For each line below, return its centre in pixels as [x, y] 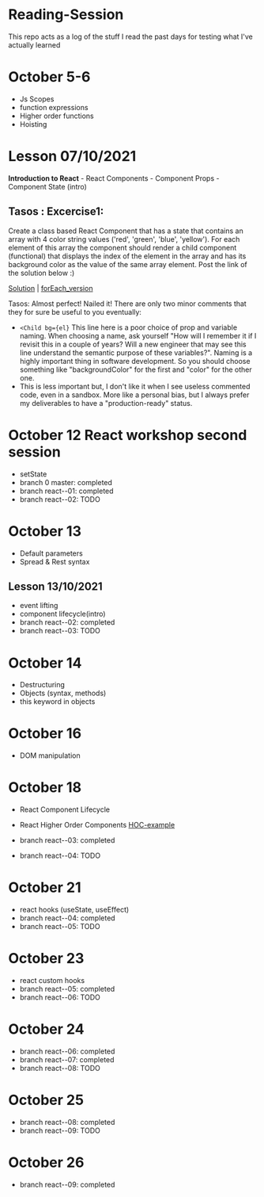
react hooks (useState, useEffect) [74, 910]
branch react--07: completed [67, 1059]
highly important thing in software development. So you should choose [135, 361]
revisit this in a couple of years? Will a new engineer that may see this [133, 344]
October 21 [45, 887]
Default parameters [51, 553]
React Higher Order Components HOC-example [97, 825]
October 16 [45, 734]
